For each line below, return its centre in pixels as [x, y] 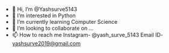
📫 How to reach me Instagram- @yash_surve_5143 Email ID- [88, 35]
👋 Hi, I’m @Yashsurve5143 [45, 9]
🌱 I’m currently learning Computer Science [65, 22]
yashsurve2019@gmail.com [46, 43]
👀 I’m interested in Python [44, 15]
